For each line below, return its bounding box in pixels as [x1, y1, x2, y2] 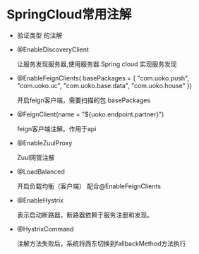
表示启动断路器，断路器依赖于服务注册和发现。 [16, 210, 153, 219]
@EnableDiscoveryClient [16, 45, 90, 54]
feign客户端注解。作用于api [16, 124, 97, 133]
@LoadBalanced [16, 167, 65, 176]
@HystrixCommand [16, 224, 74, 233]
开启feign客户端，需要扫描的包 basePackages [16, 96, 151, 104]
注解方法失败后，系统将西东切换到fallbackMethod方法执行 [16, 239, 186, 248]
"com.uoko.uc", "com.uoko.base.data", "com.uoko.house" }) [16, 81, 192, 90]
